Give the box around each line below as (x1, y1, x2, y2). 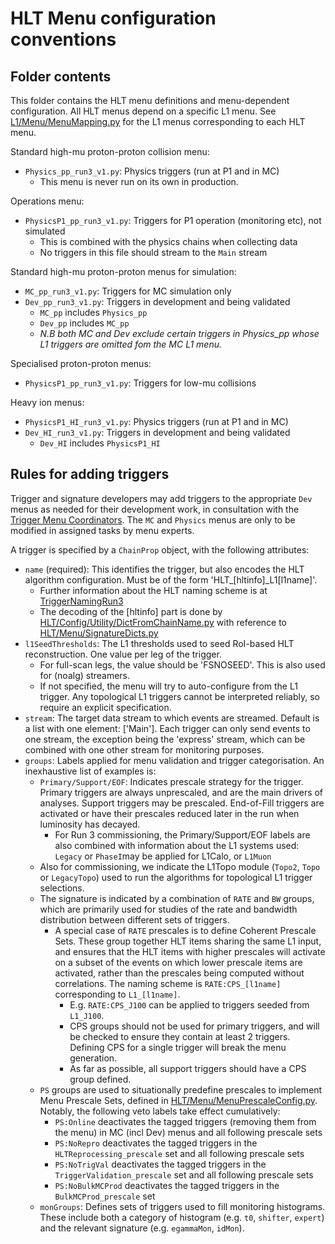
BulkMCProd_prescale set (54, 1190, 156, 1202)
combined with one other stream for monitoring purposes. (24, 743, 265, 756)
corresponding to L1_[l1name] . (54, 988, 181, 1000)
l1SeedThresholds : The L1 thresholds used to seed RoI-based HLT (24, 637, 295, 649)
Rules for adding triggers (10, 466, 170, 483)
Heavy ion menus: (10, 397, 85, 408)
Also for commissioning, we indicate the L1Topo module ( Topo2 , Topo (39, 860, 321, 872)
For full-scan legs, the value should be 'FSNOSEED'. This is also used (39, 658, 326, 671)
